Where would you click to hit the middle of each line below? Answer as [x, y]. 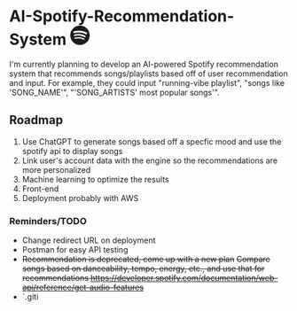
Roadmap [36, 120]
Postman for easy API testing [75, 250]
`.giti [30, 297]
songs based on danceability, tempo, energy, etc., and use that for [143, 268]
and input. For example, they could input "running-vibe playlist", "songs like [147, 82]
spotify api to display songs [72, 151]
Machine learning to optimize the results [96, 179]
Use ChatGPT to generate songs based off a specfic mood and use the [152, 141]
